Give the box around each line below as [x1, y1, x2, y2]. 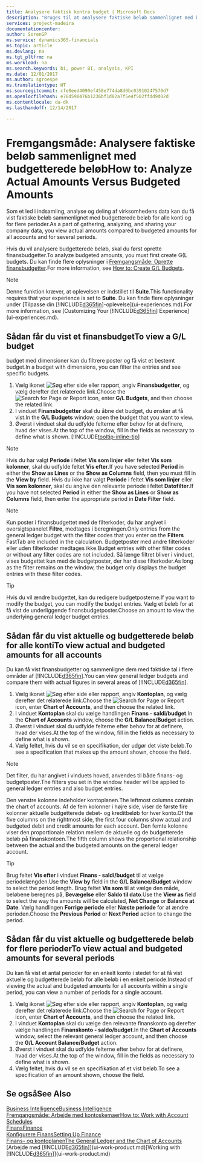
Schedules [6, 1118, 33, 1125]
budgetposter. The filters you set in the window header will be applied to [6, 779, 185, 786]
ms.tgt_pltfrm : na [6, 54, 53, 60]
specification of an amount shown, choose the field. [14, 1071, 145, 1078]
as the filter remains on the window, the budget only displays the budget [6, 564, 186, 571]
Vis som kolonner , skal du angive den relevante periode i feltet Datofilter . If [6, 483, 194, 490]
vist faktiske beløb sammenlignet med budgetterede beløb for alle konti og [6, 214, 192, 221]
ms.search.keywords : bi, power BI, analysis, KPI [6, 65, 134, 72]
